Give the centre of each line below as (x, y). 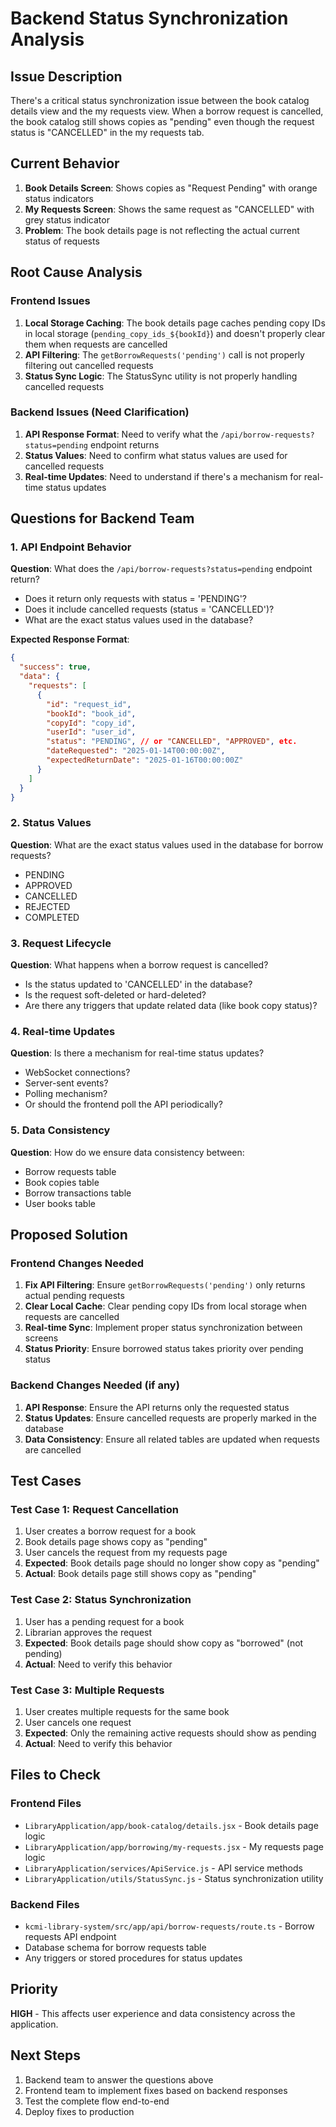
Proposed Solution (69, 1235)
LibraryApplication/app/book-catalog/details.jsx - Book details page (171, 1825)
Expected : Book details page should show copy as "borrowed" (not (164, 1643)
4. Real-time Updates (63, 1031)
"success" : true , (55, 667)
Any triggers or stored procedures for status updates (133, 1958)
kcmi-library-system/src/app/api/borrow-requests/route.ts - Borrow (169, 1926)
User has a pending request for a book (104, 1621)
